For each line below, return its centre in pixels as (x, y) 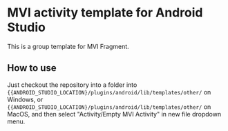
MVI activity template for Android (105, 13)
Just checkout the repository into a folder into (72, 85)
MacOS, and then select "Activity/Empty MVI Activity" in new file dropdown (114, 114)
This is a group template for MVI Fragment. (68, 46)
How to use (32, 68)
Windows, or (25, 99)
